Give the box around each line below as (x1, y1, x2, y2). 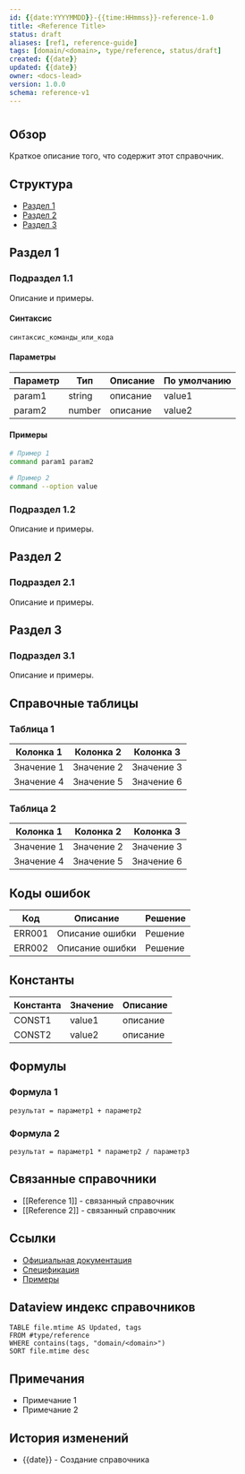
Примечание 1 (21, 1395, 78, 1406)
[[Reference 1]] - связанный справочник (21, 1195, 174, 1206)
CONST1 (13, 1014, 52, 1026)
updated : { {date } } (9, 64, 78, 73)
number (68, 404, 101, 417)
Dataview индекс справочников (9, 1300, 196, 1315)
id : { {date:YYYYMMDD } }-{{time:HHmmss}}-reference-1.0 (9, 13, 215, 22)
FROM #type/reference (9, 1332, 90, 1340)
